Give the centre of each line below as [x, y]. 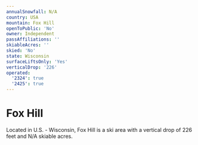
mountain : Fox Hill [30, 23]
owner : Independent [30, 34]
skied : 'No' [21, 51]
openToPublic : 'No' [30, 28]
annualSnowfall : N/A [32, 12]
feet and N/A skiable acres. [39, 136]
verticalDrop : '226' [32, 67]
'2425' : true [28, 84]
